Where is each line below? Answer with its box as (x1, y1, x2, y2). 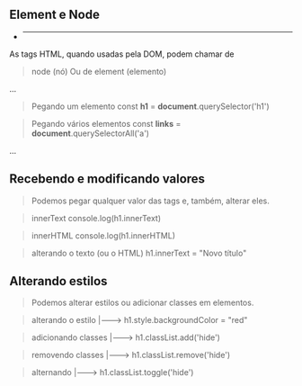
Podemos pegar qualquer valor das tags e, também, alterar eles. (31, 195, 270, 206)
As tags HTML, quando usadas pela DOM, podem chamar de (9, 49, 235, 59)
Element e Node (9, 7, 101, 22)
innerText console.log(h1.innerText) (31, 212, 162, 223)
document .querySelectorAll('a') (31, 128, 150, 139)
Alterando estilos (9, 274, 108, 289)
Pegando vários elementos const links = (31, 118, 182, 129)
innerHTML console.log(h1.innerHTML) (31, 229, 175, 241)
